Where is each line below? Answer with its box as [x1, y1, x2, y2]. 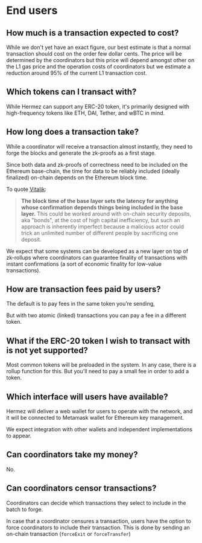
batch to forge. [6, 506, 43, 513]
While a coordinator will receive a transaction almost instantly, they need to [6, 143, 193, 150]
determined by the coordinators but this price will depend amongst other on [6, 57, 195, 63]
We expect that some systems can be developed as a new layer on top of [6, 247, 189, 254]
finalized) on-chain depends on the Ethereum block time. [6, 173, 148, 181]
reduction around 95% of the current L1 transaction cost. [6, 69, 147, 76]
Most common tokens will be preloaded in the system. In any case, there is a [6, 361, 197, 368]
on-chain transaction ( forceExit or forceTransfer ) [6, 530, 131, 538]
